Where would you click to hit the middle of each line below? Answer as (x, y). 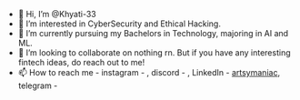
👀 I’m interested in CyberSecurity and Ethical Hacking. (119, 24)
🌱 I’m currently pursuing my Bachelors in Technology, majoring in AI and (153, 33)
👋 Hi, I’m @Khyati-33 (57, 14)
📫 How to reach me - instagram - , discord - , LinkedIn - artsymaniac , (149, 72)
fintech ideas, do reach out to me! (81, 62)
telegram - (38, 85)
